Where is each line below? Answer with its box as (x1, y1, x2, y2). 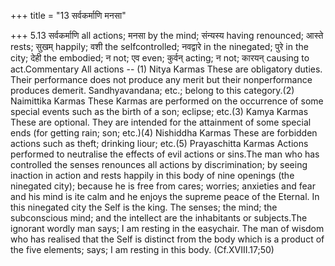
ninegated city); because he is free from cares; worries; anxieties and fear (10, 180, 316, 192)
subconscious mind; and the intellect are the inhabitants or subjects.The (10, 212, 308, 224)
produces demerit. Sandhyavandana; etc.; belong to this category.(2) (10, 85, 295, 96)
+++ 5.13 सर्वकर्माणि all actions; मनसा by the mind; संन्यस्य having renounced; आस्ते (10, 30, 324, 41)
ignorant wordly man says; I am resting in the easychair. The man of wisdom (10, 223, 325, 234)
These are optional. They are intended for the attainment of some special (10, 116, 312, 128)
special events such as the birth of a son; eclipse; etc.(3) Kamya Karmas (10, 106, 309, 117)
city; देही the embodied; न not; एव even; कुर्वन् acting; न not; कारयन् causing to (10, 52, 310, 64)
